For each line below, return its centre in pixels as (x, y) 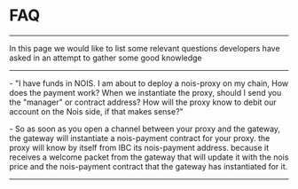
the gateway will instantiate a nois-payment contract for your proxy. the (140, 138)
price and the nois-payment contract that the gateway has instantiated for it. (149, 166)
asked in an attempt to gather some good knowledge (106, 58)
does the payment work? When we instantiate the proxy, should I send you (145, 92)
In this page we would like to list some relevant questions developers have (145, 48)
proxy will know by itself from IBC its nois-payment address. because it (139, 147)
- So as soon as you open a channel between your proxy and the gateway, (145, 129)
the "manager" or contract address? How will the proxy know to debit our (143, 102)
